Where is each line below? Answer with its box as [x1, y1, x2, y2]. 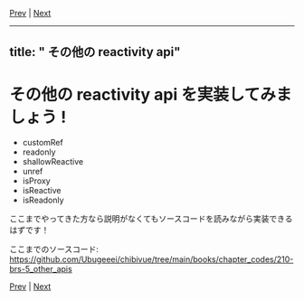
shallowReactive [22, 156, 84, 167]
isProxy [22, 175, 52, 186]
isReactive [22, 185, 62, 196]
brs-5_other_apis [9, 264, 72, 275]
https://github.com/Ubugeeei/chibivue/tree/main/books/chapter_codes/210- [9, 254, 294, 265]
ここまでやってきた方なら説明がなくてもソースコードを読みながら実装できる [9, 213, 293, 224]
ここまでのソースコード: [9, 244, 100, 255]
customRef [22, 137, 63, 148]
